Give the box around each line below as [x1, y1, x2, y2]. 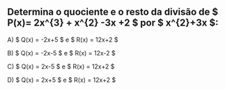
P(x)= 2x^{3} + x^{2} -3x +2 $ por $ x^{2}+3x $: [7, 17, 219, 29]
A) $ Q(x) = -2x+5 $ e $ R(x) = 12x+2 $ [7, 35, 118, 44]
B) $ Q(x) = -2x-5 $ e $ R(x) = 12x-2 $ [7, 48, 116, 57]
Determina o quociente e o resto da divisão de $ [7, 6, 218, 18]
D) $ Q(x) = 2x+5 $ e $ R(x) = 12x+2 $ [7, 75, 116, 84]
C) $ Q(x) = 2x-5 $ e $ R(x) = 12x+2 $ [7, 62, 115, 71]
